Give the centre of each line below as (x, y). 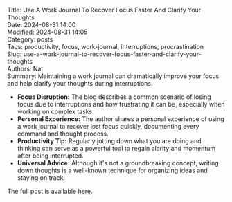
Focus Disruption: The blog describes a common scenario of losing (114, 97)
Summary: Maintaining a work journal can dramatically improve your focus (113, 76)
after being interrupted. (51, 156)
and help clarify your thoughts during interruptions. (80, 83)
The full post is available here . (50, 191)
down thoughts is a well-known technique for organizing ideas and (112, 170)
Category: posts (30, 39)
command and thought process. (63, 134)
